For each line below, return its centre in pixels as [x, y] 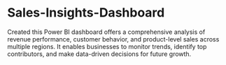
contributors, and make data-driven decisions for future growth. [99, 54]
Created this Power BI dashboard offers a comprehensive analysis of [106, 32]
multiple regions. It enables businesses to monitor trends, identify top [107, 46]
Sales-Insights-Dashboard [86, 13]
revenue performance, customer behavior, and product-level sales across [113, 39]
